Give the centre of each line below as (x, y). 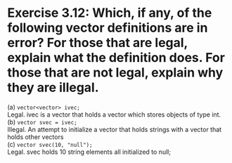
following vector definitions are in (108, 28)
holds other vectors (36, 137)
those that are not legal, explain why (115, 73)
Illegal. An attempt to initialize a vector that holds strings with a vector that (115, 129)
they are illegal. (53, 87)
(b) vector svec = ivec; (42, 122)
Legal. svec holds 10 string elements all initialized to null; (89, 152)
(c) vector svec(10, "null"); (50, 144)
